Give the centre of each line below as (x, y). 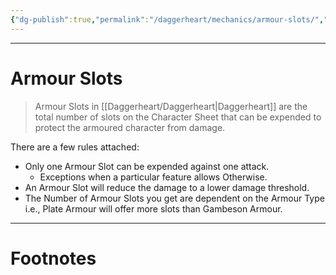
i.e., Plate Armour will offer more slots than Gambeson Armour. (153, 208)
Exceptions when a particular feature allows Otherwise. (153, 177)
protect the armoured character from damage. (130, 127)
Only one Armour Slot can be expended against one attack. (147, 166)
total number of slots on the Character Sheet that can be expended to (178, 117)
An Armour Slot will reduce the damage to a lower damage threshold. (167, 187)
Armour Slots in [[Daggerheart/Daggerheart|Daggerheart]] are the (171, 106)
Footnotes (53, 258)
